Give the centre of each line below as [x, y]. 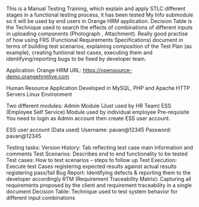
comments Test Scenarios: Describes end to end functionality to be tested [97, 154]
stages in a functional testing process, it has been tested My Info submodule [100, 15]
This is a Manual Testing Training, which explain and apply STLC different [96, 9]
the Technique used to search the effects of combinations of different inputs [99, 27]
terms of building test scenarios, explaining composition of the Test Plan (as [99, 46]
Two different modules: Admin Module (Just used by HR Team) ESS [89, 106]
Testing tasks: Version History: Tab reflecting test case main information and [99, 148]
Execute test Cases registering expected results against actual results [91, 166]
